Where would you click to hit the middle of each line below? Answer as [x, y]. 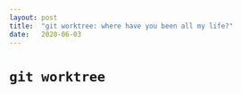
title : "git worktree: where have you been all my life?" [121, 26]
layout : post [33, 17]
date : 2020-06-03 [46, 34]
